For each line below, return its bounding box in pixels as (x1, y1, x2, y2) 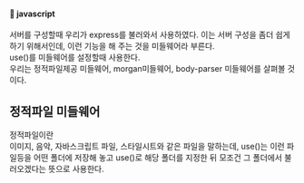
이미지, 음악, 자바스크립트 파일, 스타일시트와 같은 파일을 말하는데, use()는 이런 (9, 141, 285, 152)
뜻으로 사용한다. (48, 164, 104, 175)
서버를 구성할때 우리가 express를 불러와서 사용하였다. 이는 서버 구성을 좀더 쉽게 (9, 29, 290, 41)
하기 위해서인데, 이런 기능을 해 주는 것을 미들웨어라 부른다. (9, 41, 215, 52)
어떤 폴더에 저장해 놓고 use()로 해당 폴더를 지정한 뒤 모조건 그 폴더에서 (33, 152, 283, 163)
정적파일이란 (9, 130, 54, 140)
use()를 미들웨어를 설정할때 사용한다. (9, 52, 141, 63)
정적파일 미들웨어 (9, 103, 101, 119)
